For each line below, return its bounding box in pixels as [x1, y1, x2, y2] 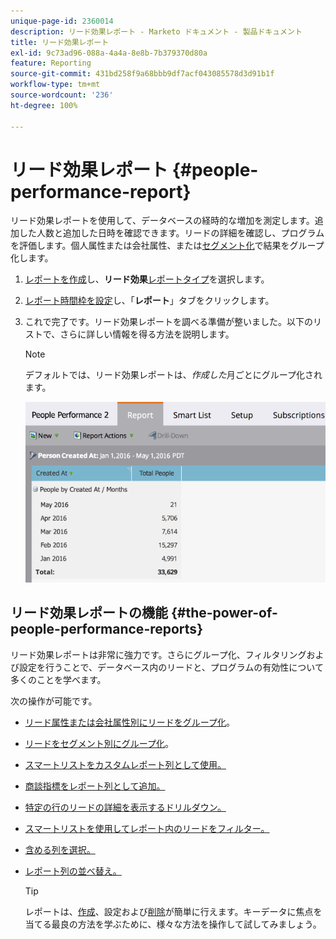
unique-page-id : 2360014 [10, 16, 114, 26]
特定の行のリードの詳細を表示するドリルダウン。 [24, 801, 227, 813]
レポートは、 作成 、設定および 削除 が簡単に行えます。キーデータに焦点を [24, 905, 323, 917]
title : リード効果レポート [10, 37, 110, 47]
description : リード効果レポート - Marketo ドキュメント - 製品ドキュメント [10, 26, 303, 37]
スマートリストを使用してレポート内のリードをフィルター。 [24, 822, 270, 834]
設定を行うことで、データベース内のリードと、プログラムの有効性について [18, 661, 324, 673]
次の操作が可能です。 [10, 695, 98, 707]
